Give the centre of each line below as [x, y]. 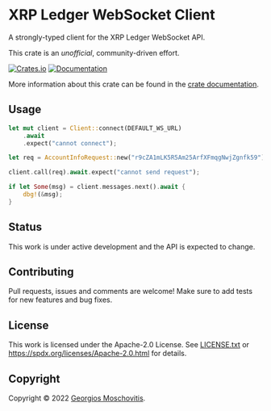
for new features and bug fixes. [60, 300]
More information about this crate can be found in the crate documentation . [134, 84]
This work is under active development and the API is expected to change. [132, 246]
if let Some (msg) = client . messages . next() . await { [97, 187]
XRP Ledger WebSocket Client [112, 15]
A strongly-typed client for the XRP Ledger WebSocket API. [107, 37]
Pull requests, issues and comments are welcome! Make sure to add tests [130, 291]
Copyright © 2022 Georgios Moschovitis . [77, 398]
